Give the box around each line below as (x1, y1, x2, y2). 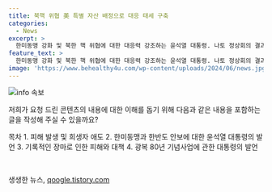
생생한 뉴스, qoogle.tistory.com (8, 174, 110, 184)
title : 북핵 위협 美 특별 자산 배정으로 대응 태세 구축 (8, 11, 169, 20)
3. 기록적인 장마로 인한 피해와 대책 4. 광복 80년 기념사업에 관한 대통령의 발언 (16, 142, 258, 152)
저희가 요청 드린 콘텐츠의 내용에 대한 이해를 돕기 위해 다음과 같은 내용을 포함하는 (8, 104, 261, 114)
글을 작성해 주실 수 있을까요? (8, 115, 99, 124)
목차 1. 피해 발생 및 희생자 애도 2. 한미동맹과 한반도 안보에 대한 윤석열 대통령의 (8, 131, 255, 141)
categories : (8, 19, 49, 27)
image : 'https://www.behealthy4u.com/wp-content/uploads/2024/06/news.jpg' (8, 65, 270, 73)
